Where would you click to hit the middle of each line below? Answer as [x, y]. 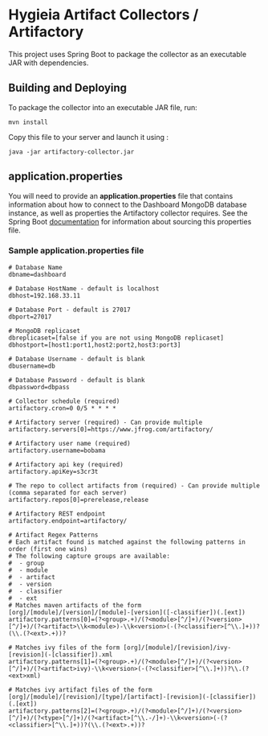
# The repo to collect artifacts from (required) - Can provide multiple [134, 485]
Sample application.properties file [76, 251]
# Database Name [35, 267]
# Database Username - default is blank [77, 359]
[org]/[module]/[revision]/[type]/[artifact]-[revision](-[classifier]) [132, 697]
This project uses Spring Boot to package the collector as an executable [128, 54]
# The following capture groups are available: [89, 556]
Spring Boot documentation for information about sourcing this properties [130, 221]
